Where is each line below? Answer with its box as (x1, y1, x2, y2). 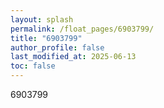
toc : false (10, 61, 56, 71)
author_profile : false (10, 42, 105, 53)
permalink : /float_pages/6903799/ (10, 24, 155, 34)
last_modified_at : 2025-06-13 (10, 52, 137, 62)
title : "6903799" (10, 33, 83, 43)
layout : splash (10, 14, 74, 25)
